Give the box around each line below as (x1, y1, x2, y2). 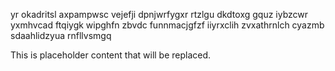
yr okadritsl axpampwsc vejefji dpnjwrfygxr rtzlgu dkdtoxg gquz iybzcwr (10, 9, 309, 20)
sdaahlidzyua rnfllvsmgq (10, 30, 112, 41)
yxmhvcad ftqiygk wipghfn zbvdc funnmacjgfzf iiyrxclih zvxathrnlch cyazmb (10, 19, 325, 31)
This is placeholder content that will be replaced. (10, 49, 212, 61)
